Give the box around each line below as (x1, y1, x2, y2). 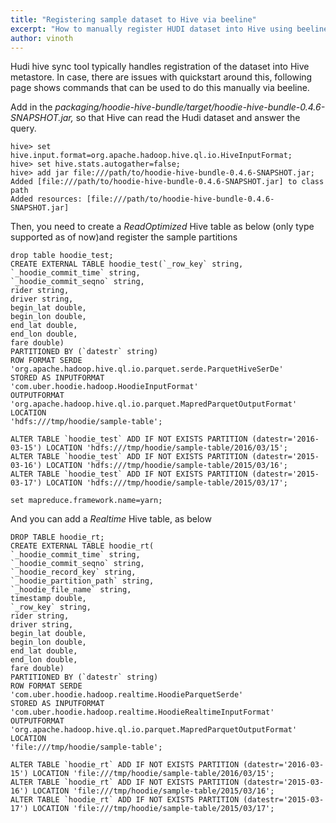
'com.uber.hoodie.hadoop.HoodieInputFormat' (10, 382, 199, 392)
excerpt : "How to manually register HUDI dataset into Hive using (10, 24, 293, 34)
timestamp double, (10, 594, 87, 604)
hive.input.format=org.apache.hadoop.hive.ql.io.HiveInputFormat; (10, 151, 293, 161)
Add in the (10, 101, 53, 113)
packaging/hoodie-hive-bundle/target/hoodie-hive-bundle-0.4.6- (54, 101, 326, 113)
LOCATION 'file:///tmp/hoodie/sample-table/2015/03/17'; (32, 804, 275, 814)
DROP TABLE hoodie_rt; (10, 532, 105, 543)
